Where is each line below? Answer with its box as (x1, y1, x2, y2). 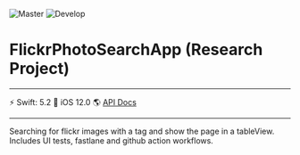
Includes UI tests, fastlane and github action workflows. (9, 135, 214, 146)
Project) (9, 59, 70, 79)
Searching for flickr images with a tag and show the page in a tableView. (9, 126, 275, 136)
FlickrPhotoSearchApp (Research (9, 40, 263, 60)
